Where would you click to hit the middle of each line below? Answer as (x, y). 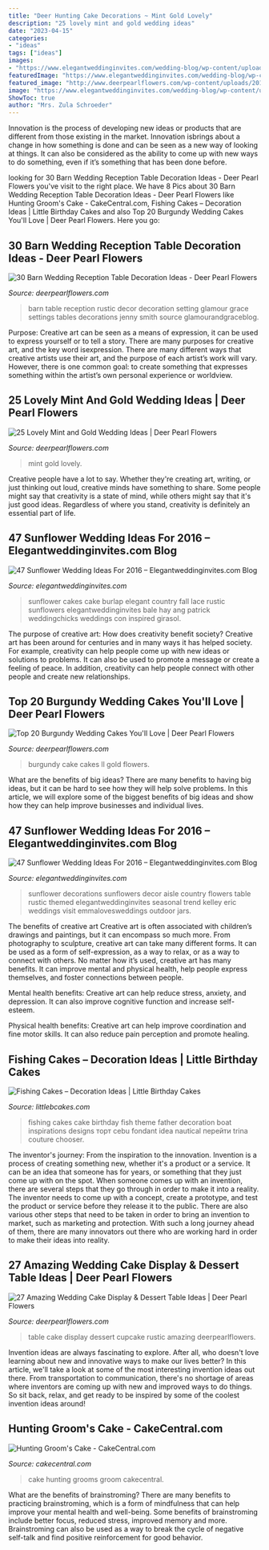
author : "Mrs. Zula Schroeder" (60, 105)
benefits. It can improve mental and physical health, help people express (128, 969)
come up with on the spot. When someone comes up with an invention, (125, 1181)
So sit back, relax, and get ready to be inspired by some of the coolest (124, 1395)
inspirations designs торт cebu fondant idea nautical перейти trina (138, 1131)
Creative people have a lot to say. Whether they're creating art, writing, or (130, 479)
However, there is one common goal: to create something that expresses (128, 367)
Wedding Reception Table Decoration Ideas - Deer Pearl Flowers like (121, 195)
